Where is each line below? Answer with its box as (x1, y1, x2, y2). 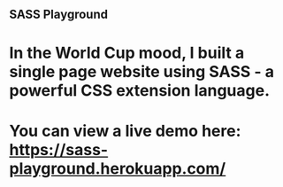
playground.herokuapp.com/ (9, 159, 226, 178)
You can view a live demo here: (9, 121, 241, 141)
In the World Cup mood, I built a (9, 43, 245, 63)
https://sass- (9, 139, 109, 160)
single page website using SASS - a (9, 61, 274, 82)
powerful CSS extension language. (9, 80, 271, 100)
